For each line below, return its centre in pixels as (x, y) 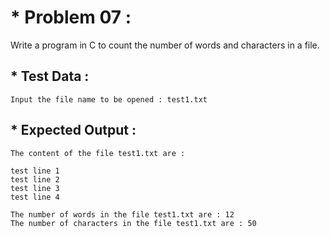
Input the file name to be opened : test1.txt (109, 99)
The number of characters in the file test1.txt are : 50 (133, 223)
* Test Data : (50, 76)
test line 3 (35, 188)
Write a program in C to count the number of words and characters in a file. (165, 45)
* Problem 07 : (71, 17)
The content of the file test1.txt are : (98, 153)
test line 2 (35, 179)
